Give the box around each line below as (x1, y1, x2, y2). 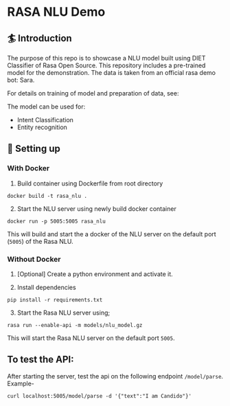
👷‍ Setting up (7, 143, 60, 155)
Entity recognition (16, 123, 67, 131)
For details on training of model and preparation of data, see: (7, 89, 179, 97)
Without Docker (7, 254, 61, 264)
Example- (7, 379, 34, 387)
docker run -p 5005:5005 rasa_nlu (7, 218, 106, 225)
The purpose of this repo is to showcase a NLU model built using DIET (7, 54, 206, 62)
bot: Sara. (7, 76, 35, 84)
